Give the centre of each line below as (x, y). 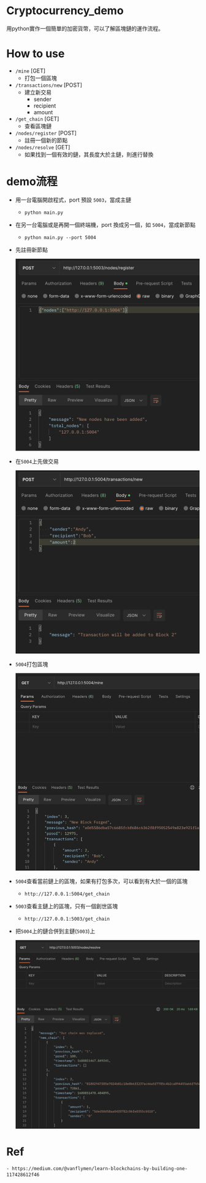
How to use (36, 54)
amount (43, 112)
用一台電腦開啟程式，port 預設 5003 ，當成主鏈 (73, 200)
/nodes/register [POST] (46, 133)
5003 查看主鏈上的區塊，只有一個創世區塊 (67, 906)
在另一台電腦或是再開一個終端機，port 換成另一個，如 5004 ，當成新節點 (105, 224)
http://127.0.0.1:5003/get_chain (67, 919)
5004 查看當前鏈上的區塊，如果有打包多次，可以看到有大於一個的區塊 (101, 881)
